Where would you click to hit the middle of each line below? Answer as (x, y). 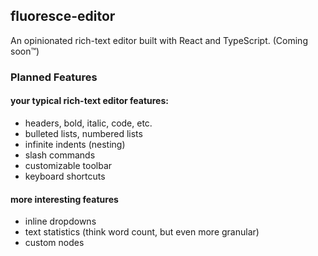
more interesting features (64, 199)
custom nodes (54, 243)
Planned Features (54, 77)
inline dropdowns (60, 221)
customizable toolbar (68, 165)
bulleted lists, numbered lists (83, 133)
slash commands (60, 155)
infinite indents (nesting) (75, 144)
